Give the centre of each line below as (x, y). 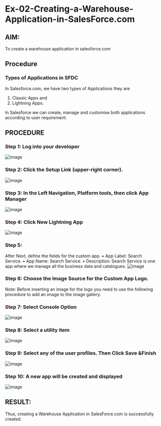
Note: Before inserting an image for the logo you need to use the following (79, 289)
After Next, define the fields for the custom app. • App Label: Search (73, 256)
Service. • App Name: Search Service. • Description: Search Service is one (80, 261)
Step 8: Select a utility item (37, 330)
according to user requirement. (36, 117)
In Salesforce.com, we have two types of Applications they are (67, 88)
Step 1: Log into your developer (42, 147)
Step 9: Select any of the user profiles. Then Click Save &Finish (81, 353)
